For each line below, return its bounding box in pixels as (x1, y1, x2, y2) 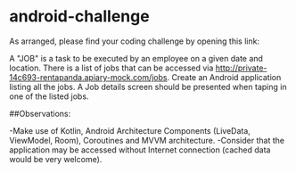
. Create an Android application (167, 71, 282, 82)
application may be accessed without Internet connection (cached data (9, 144, 271, 155)
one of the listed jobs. (9, 91, 89, 102)
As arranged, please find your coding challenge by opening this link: (9, 36, 260, 46)
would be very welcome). (9, 153, 103, 164)
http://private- (215, 62, 267, 73)
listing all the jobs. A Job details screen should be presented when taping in (9, 81, 287, 92)
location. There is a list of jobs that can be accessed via (9, 62, 214, 73)
